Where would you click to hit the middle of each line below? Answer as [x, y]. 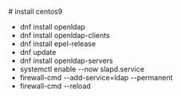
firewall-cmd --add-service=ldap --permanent [96, 78]
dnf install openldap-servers [66, 60]
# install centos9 [35, 12]
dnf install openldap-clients [65, 35]
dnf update [38, 52]
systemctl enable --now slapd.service [82, 69]
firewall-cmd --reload [55, 86]
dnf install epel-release [58, 44]
